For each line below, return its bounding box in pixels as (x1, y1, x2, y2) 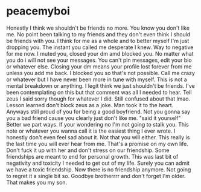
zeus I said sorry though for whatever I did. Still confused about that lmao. (6, 95, 191, 102)
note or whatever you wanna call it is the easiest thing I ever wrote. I (6, 127, 176, 134)
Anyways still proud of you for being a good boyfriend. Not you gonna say (6, 108, 191, 115)
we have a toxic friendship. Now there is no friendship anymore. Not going (6, 165, 191, 173)
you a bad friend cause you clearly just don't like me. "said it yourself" (6, 114, 181, 122)
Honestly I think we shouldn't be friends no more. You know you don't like (6, 24, 190, 31)
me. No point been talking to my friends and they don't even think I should (6, 30, 191, 38)
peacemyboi (6, 4, 71, 18)
